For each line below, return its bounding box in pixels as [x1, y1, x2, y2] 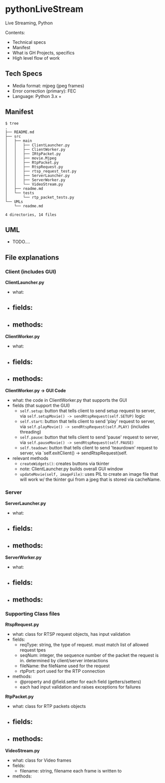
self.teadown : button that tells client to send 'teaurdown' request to [19, 445, 158, 451]
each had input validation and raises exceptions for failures [19, 684, 141, 690]
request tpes [19, 647, 46, 653]
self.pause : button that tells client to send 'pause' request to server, [19, 434, 160, 440]
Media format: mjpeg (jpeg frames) [12, 83, 84, 88]
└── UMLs [5, 199, 23, 204]
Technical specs [12, 39, 46, 45]
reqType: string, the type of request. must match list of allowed [19, 642, 149, 648]
